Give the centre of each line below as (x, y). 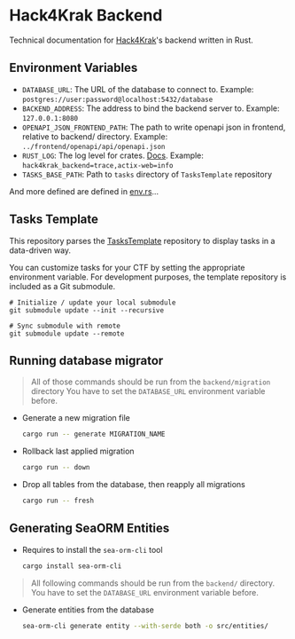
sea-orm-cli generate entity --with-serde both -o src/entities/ (145, 626)
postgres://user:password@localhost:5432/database (117, 99)
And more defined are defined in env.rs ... (84, 191)
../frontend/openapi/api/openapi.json (93, 146)
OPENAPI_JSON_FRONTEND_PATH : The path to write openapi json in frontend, (154, 127)
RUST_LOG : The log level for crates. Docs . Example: (113, 155)
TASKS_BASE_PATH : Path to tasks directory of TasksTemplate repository (147, 174)
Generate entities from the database (88, 610)
